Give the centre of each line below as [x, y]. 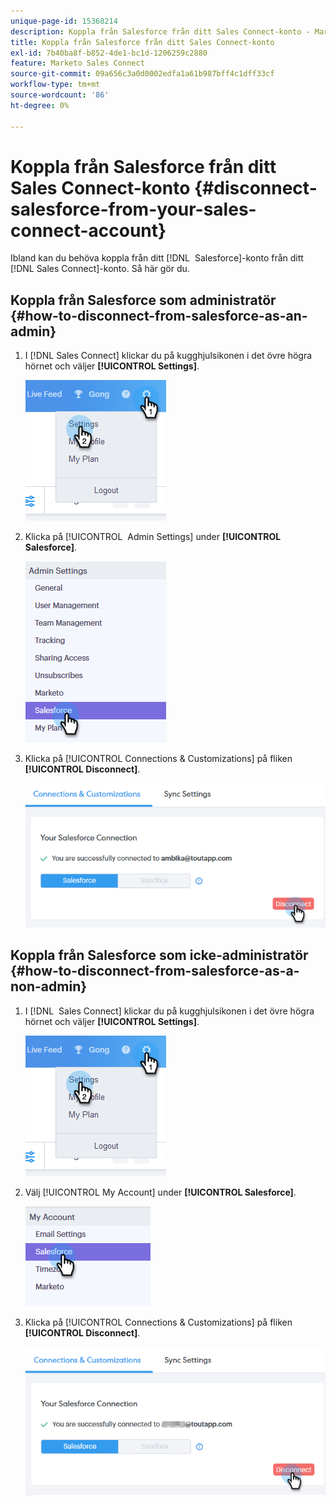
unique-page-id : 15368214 [64, 21]
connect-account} [88, 230]
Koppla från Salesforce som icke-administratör [159, 955]
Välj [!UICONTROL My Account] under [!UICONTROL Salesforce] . [160, 1192]
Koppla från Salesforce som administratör [143, 300]
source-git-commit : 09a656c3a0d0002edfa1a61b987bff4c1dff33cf [142, 74]
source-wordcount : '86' [60, 95]
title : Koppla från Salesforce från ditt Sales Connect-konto [142, 42]
